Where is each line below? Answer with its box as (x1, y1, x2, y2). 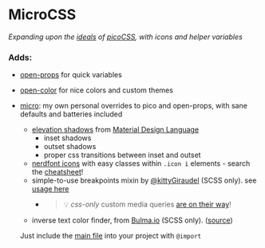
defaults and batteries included (19, 109, 123, 119)
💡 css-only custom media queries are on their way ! (63, 199, 231, 209)
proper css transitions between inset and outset (43, 150, 201, 160)
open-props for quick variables (19, 70, 122, 80)
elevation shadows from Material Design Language (31, 125, 200, 135)
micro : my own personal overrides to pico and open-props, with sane (19, 101, 247, 111)
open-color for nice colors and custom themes (19, 85, 174, 95)
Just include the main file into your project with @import (19, 231, 202, 241)
